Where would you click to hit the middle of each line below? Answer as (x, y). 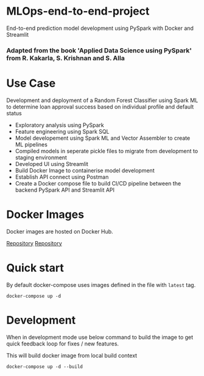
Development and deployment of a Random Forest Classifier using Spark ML (102, 100)
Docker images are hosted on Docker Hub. (60, 231)
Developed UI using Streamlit (51, 164)
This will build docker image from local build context (72, 355)
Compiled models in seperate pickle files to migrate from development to (107, 151)
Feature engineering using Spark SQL (62, 131)
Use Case (31, 83)
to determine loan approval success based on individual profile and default (100, 107)
